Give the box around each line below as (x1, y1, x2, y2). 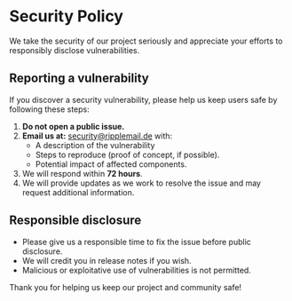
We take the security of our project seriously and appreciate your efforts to (9, 36, 283, 46)
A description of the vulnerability (35, 139, 155, 150)
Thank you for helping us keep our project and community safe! (9, 281, 242, 292)
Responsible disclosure (9, 213, 142, 228)
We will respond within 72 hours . (21, 168, 144, 178)
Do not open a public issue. (21, 121, 125, 131)
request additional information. (21, 186, 135, 197)
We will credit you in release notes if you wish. (21, 255, 193, 265)
